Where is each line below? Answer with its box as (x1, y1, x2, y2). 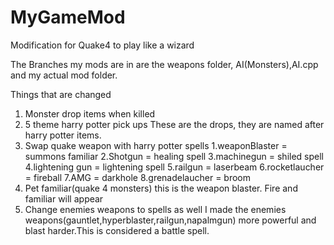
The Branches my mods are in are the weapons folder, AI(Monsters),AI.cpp (10, 58, 319, 70)
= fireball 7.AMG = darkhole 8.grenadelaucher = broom (24, 171, 251, 183)
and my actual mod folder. (10, 69, 118, 81)
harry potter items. (24, 129, 102, 141)
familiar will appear (24, 192, 104, 205)
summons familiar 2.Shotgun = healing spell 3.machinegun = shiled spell (24, 150, 325, 162)
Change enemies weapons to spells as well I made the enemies (24, 203, 287, 215)
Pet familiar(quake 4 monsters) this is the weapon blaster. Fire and (24, 182, 298, 194)
